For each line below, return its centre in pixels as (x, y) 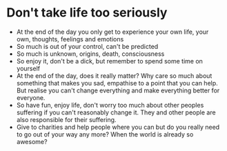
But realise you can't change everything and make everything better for (118, 90)
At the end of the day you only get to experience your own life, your (112, 32)
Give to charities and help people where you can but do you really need (118, 127)
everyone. (31, 97)
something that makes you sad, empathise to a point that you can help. (117, 83)
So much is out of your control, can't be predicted (87, 46)
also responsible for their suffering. (66, 119)
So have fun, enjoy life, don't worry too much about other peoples (110, 105)
